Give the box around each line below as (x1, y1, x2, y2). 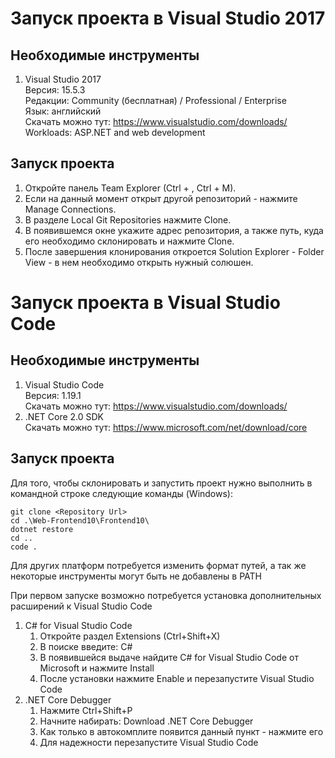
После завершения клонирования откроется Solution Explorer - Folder (24, 245, 325, 257)
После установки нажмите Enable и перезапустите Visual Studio (39, 672, 315, 684)
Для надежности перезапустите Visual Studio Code (39, 736, 259, 748)
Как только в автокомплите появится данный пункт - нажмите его (39, 725, 324, 737)
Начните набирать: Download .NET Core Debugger (39, 715, 254, 727)
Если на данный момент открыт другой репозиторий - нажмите (24, 192, 298, 204)
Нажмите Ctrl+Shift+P (39, 704, 133, 716)
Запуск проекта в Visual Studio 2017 (10, 7, 326, 30)
